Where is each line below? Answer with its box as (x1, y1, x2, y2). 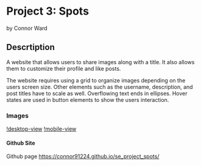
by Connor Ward (6, 24, 48, 32)
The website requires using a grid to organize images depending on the (6, 76, 186, 84)
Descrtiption (6, 42, 55, 52)
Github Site (6, 139, 35, 146)
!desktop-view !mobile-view (6, 125, 77, 132)
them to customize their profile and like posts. (6, 65, 121, 72)
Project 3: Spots (6, 4, 90, 18)
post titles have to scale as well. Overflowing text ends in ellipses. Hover (6, 90, 188, 97)
